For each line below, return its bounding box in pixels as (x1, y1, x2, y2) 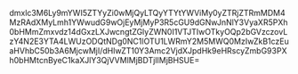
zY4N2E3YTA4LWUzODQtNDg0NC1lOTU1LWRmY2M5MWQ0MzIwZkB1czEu (9, 36, 289, 46)
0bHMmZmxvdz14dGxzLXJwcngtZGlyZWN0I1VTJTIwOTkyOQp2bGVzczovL (9, 27, 288, 37)
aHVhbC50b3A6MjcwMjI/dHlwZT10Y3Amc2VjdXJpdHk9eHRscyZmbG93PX (9, 45, 287, 56)
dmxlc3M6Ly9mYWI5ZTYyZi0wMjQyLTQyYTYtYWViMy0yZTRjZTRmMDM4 (9, 8, 286, 18)
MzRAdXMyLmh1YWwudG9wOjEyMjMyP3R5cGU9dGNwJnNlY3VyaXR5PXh (9, 17, 288, 28)
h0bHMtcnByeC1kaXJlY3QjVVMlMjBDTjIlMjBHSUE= (9, 55, 200, 65)
